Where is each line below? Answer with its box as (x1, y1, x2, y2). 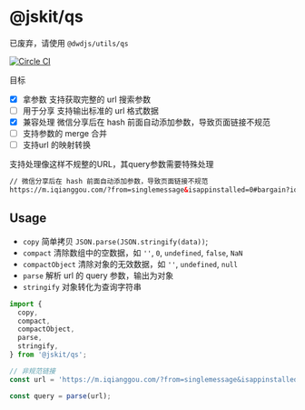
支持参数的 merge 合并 (22, 128, 107, 139)
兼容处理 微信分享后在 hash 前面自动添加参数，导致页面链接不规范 (22, 116, 271, 128)
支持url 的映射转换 (22, 139, 91, 151)
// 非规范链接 (9, 366, 56, 375)
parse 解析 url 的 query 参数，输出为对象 (22, 270, 174, 281)
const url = (9, 375, 54, 384)
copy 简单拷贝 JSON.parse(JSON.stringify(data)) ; (22, 235, 209, 246)
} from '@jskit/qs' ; (9, 350, 88, 360)
